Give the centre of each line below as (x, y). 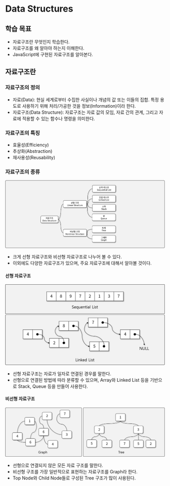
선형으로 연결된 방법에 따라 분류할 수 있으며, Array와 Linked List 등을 (81, 380)
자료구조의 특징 (23, 133)
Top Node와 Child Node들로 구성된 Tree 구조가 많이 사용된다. (74, 478)
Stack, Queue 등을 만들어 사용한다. (53, 386)
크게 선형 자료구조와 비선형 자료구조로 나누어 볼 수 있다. (67, 257)
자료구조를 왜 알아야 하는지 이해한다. (48, 48)
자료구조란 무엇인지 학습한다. (41, 42)
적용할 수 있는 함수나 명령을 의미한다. (58, 118)
